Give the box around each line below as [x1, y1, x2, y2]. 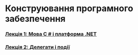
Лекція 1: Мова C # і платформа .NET [5, 31, 97, 37]
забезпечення [5, 13, 66, 24]
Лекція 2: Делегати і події [5, 44, 70, 51]
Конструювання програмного [5, 3, 134, 14]
